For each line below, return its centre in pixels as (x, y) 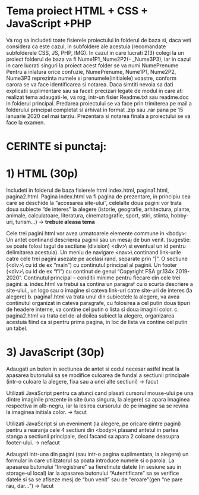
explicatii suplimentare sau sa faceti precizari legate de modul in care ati (94, 91)
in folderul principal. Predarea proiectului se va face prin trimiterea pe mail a (99, 103)
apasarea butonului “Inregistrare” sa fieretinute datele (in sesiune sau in (94, 467)
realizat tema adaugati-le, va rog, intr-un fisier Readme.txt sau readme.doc (97, 97)
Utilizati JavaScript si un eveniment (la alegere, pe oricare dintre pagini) (94, 424)
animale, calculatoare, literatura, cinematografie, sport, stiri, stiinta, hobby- (97, 216)
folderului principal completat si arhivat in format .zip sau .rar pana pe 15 (95, 110)
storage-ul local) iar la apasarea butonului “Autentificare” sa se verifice (93, 473)
